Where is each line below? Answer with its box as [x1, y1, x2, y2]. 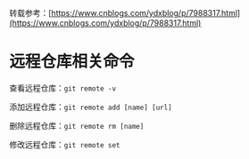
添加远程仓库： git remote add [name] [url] [9, 101, 172, 112]
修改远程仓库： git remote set [9, 139, 120, 149]
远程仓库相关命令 [9, 52, 136, 72]
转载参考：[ [9, 8, 52, 18]
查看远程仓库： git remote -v [9, 83, 117, 93]
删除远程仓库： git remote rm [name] [9, 120, 145, 131]
